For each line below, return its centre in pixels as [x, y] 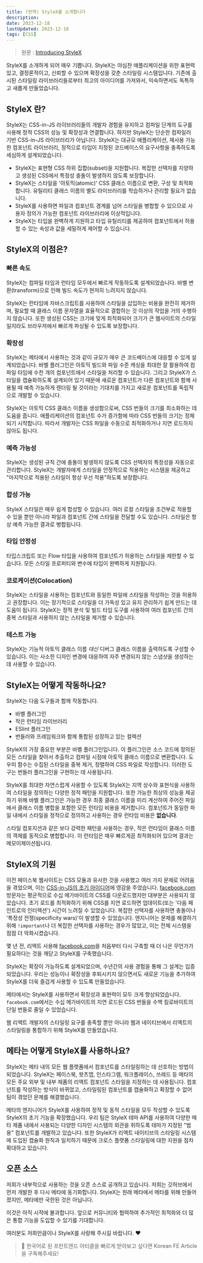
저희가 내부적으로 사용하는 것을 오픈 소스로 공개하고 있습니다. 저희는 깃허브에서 [99, 1184]
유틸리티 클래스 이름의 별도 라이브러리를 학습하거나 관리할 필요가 [109, 190]
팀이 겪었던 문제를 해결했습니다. [44, 1097]
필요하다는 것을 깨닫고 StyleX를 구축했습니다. [60, 954]
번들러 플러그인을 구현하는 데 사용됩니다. [65, 772]
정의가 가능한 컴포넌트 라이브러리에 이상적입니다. [84, 213]
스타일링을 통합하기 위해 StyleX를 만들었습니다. [62, 1030]
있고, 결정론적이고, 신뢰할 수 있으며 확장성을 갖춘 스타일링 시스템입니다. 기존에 [98, 73]
